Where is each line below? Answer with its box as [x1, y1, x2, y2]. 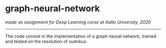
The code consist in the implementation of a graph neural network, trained [5, 33, 157, 39]
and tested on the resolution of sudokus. [5, 38, 88, 44]
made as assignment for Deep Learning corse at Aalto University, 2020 [5, 19, 151, 25]
